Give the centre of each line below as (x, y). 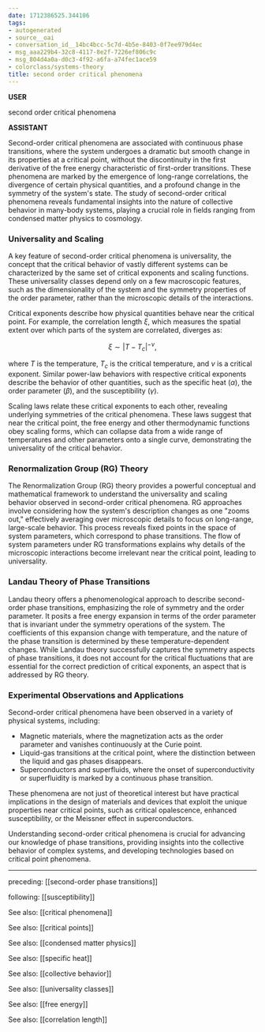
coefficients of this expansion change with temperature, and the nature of (128, 632)
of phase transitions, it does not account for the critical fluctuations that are (131, 657)
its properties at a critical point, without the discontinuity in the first (117, 160)
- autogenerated (35, 30)
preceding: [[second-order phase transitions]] (83, 882)
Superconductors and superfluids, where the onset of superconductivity (137, 770)
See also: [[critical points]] (51, 928)
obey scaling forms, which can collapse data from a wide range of (116, 431)
